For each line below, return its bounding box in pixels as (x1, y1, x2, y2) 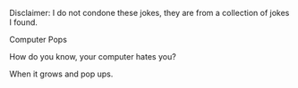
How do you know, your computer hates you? (9, 52, 176, 61)
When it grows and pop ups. (9, 68, 114, 79)
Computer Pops (9, 35, 67, 44)
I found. (9, 17, 38, 28)
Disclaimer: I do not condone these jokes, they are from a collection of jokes (9, 8, 290, 18)
